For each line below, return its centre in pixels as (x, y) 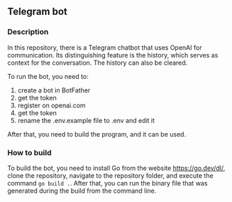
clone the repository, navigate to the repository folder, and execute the (111, 175)
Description (28, 32)
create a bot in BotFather (54, 90)
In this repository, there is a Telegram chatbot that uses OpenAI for (105, 47)
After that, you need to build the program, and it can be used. (97, 134)
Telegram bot (37, 12)
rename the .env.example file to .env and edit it (86, 120)
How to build (29, 152)
